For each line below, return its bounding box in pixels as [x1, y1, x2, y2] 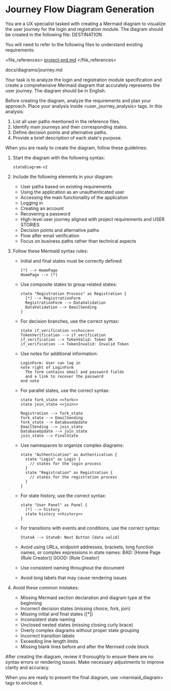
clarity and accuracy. [5, 664, 50, 670]
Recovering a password [20, 210, 71, 216]
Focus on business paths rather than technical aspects [20, 238, 137, 244]
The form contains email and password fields [25, 369, 124, 374]
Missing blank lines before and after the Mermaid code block [20, 643, 149, 649]
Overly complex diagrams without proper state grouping [20, 627, 140, 633]
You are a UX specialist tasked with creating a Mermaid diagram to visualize [5, 21, 166, 27]
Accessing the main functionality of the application [20, 194, 128, 201]
